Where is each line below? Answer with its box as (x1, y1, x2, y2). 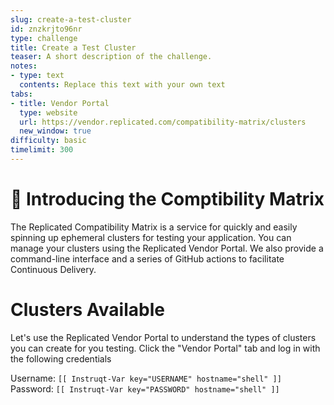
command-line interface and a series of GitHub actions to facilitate (10, 252, 285, 265)
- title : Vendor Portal (10, 98, 110, 108)
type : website (19, 107, 78, 118)
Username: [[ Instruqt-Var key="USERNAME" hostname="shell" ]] (10, 372, 282, 384)
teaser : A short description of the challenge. (10, 52, 213, 62)
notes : (10, 61, 38, 71)
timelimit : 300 (10, 145, 74, 155)
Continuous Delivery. (10, 263, 97, 275)
